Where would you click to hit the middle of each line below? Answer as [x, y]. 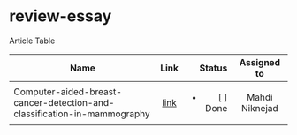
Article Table [32, 41]
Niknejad [260, 108]
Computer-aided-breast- [68, 92]
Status [213, 68]
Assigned [260, 62]
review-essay [61, 16]
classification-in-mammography [82, 114]
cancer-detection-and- [64, 102]
